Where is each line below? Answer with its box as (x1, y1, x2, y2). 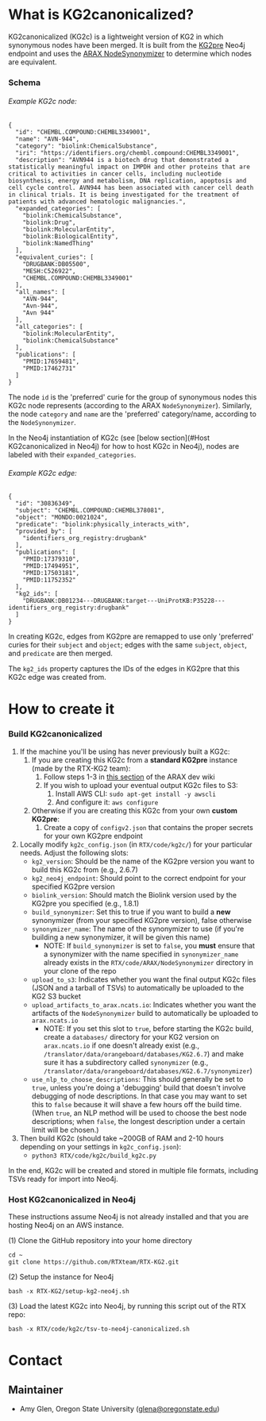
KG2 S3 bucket (31, 991, 81, 1001)
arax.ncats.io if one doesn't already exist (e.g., (43, 1041, 200, 1050)
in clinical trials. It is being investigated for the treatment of (8, 191, 240, 199)
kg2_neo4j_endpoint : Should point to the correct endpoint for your (31, 873, 246, 882)
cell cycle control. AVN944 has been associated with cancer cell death (8, 184, 254, 192)
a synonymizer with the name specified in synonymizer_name (43, 949, 239, 959)
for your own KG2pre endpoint (43, 831, 143, 840)
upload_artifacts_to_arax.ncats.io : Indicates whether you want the (31, 999, 256, 1010)
